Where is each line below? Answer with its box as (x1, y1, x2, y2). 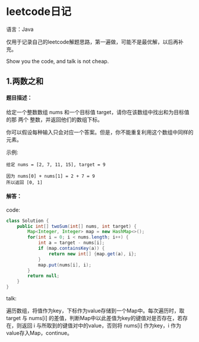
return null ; (27, 273, 60, 279)
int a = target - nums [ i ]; (37, 240, 105, 246)
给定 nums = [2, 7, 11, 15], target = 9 (6, 161, 106, 168)
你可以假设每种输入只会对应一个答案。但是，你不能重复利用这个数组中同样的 (6, 128, 194, 136)
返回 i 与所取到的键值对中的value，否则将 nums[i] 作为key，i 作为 (21, 322, 181, 330)
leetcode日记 (6, 5, 71, 18)
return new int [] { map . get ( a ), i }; (48, 250, 137, 257)
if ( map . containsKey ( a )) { (37, 246, 105, 252)
